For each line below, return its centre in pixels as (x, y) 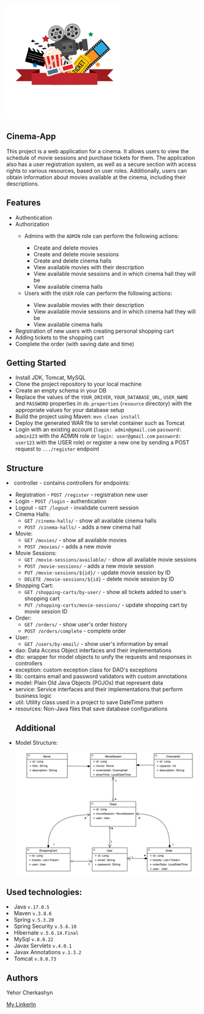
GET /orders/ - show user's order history (76, 625)
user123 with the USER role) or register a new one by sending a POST (102, 443)
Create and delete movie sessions (76, 254)
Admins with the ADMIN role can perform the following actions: (102, 236)
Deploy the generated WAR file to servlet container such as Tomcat (100, 423)
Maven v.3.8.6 (33, 913)
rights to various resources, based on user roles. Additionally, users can (97, 170)
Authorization (32, 224)
